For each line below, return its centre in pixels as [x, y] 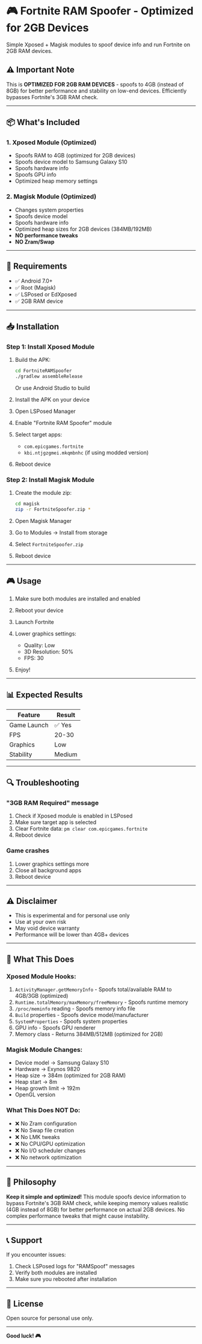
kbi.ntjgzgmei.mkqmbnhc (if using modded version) [86, 452]
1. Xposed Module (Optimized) [51, 142]
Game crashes [28, 851]
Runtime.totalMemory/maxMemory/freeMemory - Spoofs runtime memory [101, 1002]
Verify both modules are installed [56, 1273]
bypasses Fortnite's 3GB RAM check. [52, 97]
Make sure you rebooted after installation [66, 1279]
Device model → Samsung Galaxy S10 [62, 1063]
